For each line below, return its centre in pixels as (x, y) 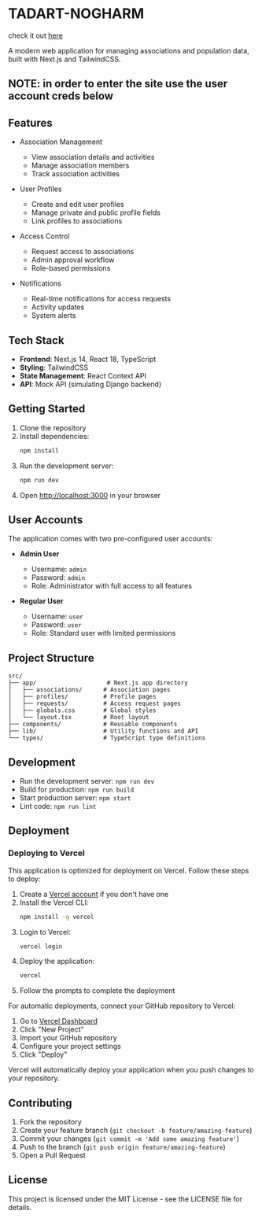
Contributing (40, 1103)
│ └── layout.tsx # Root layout (79, 718)
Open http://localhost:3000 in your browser (90, 495)
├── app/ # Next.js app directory (98, 683)
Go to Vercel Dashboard (59, 1021)
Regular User (41, 601)
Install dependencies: (54, 436)
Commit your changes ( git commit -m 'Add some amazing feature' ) (129, 1139)
